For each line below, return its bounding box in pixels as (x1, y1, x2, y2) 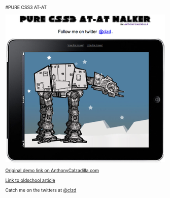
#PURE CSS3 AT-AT (5, 5, 47, 10)
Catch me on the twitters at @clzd (5, 187, 77, 193)
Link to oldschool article (5, 177, 55, 183)
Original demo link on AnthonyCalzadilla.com (5, 168, 99, 174)
